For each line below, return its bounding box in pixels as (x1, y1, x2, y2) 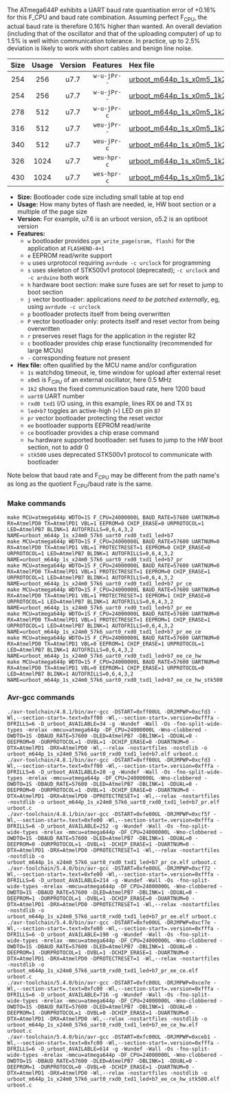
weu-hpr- (93, 153, 122, 161)
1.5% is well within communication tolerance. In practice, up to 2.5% (7, 36, 201, 45)
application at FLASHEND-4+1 (27, 244, 105, 252)
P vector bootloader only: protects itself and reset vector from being (27, 317, 220, 325)
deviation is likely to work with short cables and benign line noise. (7, 44, 193, 52)
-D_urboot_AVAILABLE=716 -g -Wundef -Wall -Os (37, 991, 174, 998)
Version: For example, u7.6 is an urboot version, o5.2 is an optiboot (16, 215, 208, 223)
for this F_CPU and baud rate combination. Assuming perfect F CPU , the (7, 13, 208, 23)
